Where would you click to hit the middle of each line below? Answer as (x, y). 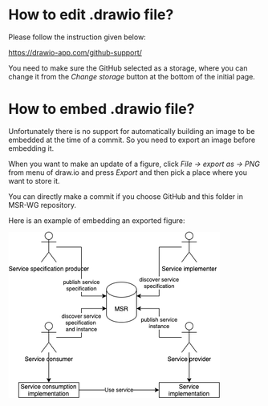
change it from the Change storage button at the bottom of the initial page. (132, 76)
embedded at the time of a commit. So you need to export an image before (132, 140)
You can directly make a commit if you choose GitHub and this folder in (126, 196)
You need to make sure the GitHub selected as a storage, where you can (128, 68)
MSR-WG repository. (43, 205)
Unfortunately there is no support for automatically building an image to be (132, 131)
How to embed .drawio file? (102, 109)
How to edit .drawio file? (91, 15)
